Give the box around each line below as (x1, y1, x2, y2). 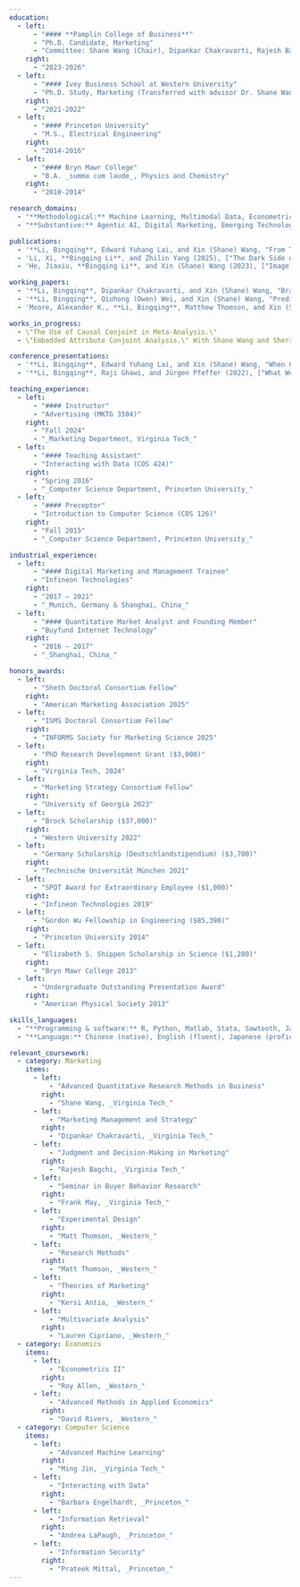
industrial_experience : (9, 550, 98, 559)
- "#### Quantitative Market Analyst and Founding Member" (32, 617, 257, 627)
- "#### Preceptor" (32, 501, 105, 510)
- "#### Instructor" (32, 401, 110, 410)
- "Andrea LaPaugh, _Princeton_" (48, 1532, 174, 1540)
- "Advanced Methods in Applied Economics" (48, 1398, 214, 1407)
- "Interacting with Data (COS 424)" (32, 459, 174, 468)
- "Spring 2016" (32, 476, 94, 485)
